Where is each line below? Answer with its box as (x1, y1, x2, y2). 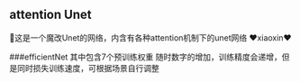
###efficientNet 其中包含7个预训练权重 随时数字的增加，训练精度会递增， (9, 51, 282, 62)
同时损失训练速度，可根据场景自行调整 (16, 62, 159, 73)
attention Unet (9, 7, 92, 23)
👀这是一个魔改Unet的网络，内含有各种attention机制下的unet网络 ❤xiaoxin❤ (9, 32, 292, 43)
